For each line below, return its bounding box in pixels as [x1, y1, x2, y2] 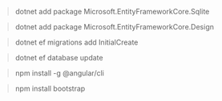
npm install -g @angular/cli [14, 68, 105, 78]
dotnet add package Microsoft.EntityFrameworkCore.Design [14, 22, 214, 31]
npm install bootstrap [14, 84, 86, 93]
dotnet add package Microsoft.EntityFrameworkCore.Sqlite [14, 7, 210, 16]
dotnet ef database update [14, 53, 103, 62]
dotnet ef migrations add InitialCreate [14, 37, 139, 47]
